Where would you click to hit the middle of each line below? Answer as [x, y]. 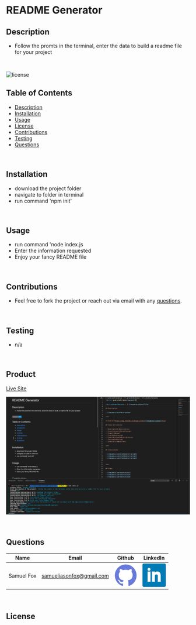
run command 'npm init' [43, 201]
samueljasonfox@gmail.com [75, 576]
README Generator [54, 10]
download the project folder [48, 188]
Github [125, 558]
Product [21, 374]
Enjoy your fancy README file [50, 257]
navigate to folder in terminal [49, 194]
